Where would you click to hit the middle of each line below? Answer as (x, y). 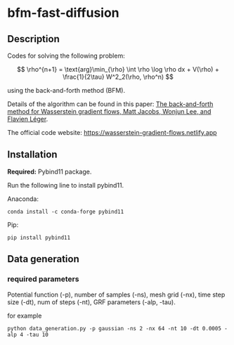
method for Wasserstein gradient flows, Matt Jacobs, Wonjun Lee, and (109, 111)
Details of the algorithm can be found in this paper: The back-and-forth (110, 104)
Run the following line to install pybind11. (66, 185)
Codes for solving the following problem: (66, 56)
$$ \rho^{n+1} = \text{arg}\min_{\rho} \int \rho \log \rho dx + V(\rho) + (118, 69)
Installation (32, 155)
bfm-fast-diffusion (63, 13)
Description (33, 39)
